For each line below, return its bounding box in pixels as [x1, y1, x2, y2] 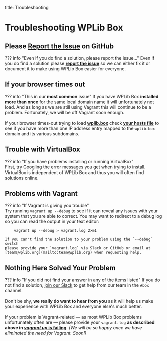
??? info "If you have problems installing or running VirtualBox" [5, 158, 134, 164]
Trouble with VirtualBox [5, 145, 81, 154]
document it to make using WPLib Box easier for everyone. [5, 66, 126, 72]
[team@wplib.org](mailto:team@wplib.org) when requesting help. [5, 250, 142, 255]
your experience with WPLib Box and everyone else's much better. [5, 303, 142, 310]
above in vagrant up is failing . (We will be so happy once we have [5, 325, 142, 331]
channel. [5, 288, 23, 294]
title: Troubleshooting [5, 5, 49, 10]
